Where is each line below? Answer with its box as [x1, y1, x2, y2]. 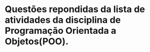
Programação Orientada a [5, 25, 116, 36]
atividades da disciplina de [5, 14, 121, 26]
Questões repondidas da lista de [5, 4, 145, 15]
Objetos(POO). [5, 36, 69, 47]
